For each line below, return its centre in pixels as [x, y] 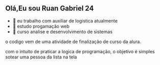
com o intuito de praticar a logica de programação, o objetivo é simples [80, 51]
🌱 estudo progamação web [41, 26]
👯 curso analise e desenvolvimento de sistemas [63, 31]
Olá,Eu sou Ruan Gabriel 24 [50, 8]
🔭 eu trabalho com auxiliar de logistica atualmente [65, 20]
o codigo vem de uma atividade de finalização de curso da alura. [73, 41]
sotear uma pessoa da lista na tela [41, 57]
